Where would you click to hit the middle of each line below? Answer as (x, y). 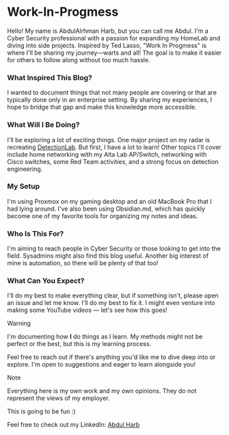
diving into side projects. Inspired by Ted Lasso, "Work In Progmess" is (107, 45)
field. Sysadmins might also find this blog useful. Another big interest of (108, 256)
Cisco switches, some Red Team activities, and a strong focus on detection (113, 161)
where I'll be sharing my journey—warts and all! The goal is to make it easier (114, 53)
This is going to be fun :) (42, 412)
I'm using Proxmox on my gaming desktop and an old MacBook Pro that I (109, 201)
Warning (19, 324)
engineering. (25, 169)
